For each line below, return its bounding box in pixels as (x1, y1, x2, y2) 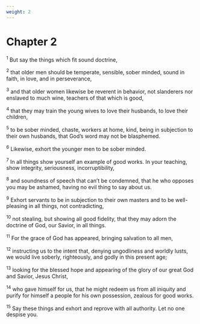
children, (6, 113, 28, 121)
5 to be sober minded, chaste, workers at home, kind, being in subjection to (6, 125, 193, 133)
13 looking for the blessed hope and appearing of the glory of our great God (6, 265, 194, 274)
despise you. (6, 311, 38, 318)
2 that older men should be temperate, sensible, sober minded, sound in (6, 68, 185, 76)
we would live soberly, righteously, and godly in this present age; (6, 253, 167, 261)
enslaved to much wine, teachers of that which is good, (6, 94, 144, 102)
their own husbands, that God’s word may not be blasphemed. (6, 132, 161, 140)
